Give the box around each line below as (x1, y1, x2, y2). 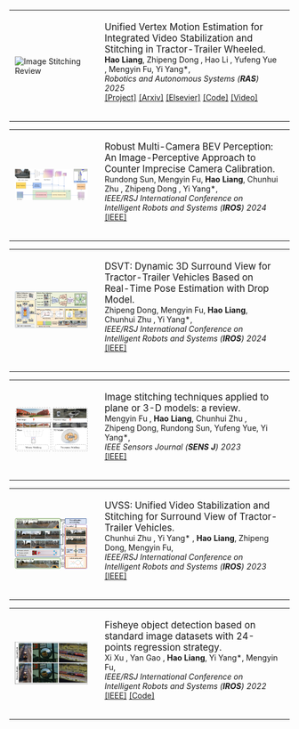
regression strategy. (133, 642, 222, 653)
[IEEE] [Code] (104, 691, 156, 701)
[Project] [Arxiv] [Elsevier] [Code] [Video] (104, 93, 258, 102)
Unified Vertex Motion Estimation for (104, 21, 264, 33)
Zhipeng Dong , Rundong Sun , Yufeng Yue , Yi (104, 423, 269, 433)
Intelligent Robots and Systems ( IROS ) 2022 (104, 681, 267, 691)
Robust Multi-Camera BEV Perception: (104, 141, 274, 152)
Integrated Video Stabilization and (104, 32, 254, 45)
